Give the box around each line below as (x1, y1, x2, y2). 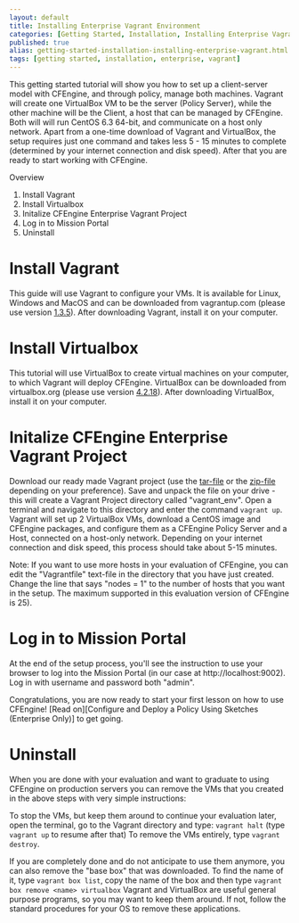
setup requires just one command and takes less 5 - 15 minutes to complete (9, 136, 287, 146)
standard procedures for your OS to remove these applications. (9, 902, 241, 914)
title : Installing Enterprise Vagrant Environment (9, 21, 201, 30)
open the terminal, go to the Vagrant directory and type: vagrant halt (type (9, 820, 286, 830)
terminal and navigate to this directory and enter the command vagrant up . (9, 504, 283, 515)
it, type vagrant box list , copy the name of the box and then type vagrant (9, 875, 282, 886)
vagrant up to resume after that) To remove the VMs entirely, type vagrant (9, 828, 280, 839)
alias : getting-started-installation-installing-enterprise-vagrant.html (9, 46, 289, 55)
